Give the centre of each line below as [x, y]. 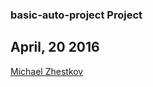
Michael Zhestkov [47, 71]
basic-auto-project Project [76, 15]
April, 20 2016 [55, 47]
